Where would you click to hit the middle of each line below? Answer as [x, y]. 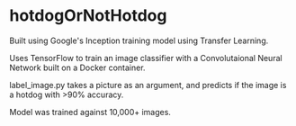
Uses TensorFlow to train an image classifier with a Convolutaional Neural [146, 58]
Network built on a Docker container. [77, 67]
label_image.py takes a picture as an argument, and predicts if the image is [148, 85]
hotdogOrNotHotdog [88, 16]
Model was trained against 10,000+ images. [90, 112]
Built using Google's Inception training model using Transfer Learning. [139, 40]
